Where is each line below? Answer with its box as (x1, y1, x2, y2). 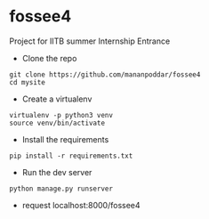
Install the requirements (21, 134, 109, 144)
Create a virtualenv (21, 93, 92, 104)
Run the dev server (21, 166, 92, 177)
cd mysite (9, 77, 46, 86)
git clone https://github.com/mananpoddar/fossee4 (9, 69, 201, 79)
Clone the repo (21, 53, 77, 63)
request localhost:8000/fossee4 (21, 199, 141, 210)
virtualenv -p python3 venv (9, 110, 114, 119)
